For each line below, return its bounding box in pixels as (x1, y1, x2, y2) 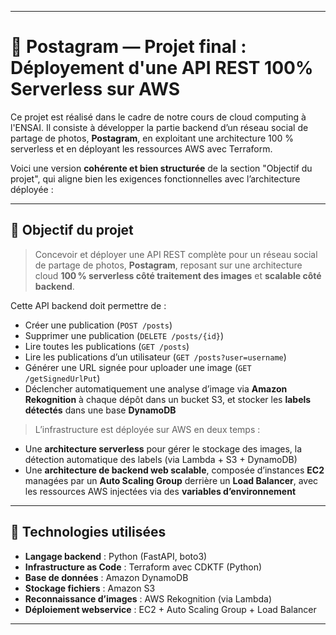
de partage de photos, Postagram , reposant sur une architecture (34, 259, 303, 271)
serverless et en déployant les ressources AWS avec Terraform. (10, 142, 273, 155)
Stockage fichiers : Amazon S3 (24, 582, 156, 594)
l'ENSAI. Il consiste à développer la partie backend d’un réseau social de (10, 121, 309, 133)
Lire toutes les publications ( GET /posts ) (24, 340, 190, 352)
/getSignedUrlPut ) (24, 372, 101, 384)
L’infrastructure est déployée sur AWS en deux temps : (34, 423, 261, 435)
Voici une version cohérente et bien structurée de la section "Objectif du (10, 162, 313, 174)
